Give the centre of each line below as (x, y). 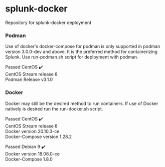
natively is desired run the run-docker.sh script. (54, 108)
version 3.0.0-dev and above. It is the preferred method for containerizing (81, 52)
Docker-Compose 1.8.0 (29, 159)
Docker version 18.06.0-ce (33, 153)
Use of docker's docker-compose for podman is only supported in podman (83, 46)
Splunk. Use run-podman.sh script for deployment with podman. (72, 57)
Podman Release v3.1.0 (29, 79)
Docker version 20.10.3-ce (32, 131)
